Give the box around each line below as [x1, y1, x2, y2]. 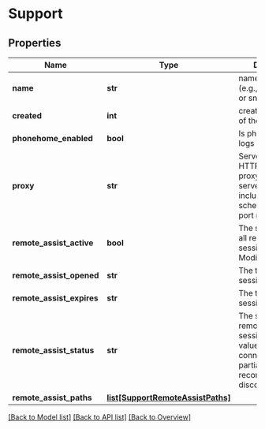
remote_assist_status [12, 345, 95, 356]
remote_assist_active [12, 237, 94, 248]
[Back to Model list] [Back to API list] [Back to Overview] [8, 412, 192, 422]
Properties [8, 36, 62, 50]
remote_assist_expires [12, 293, 99, 304]
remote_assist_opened [12, 270, 99, 281]
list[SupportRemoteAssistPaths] [106, 392, 231, 403]
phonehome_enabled [12, 133, 93, 144]
